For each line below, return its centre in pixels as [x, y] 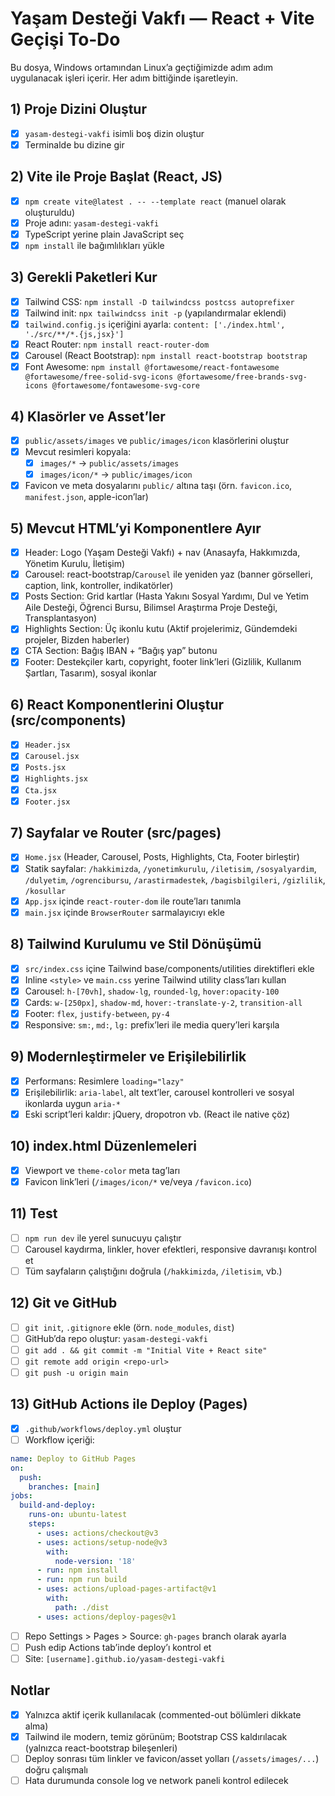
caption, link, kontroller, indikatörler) [99, 586]
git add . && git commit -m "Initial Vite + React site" [146, 1350]
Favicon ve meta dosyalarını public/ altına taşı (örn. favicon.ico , [158, 486]
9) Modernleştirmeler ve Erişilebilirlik [128, 1057]
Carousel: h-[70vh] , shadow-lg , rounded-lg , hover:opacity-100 [152, 991]
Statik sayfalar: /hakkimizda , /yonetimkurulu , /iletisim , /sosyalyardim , [170, 868]
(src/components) [68, 720]
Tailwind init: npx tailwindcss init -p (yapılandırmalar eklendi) [155, 313]
